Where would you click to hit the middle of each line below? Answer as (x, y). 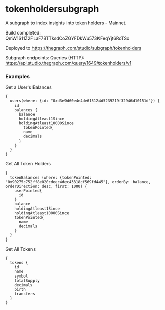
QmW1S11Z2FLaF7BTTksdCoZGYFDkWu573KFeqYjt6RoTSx (67, 38)
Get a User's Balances (28, 87)
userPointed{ (28, 191)
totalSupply (27, 281)
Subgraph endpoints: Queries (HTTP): (45, 58)
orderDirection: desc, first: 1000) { (46, 186)
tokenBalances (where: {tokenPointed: (51, 178)
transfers (25, 294)
